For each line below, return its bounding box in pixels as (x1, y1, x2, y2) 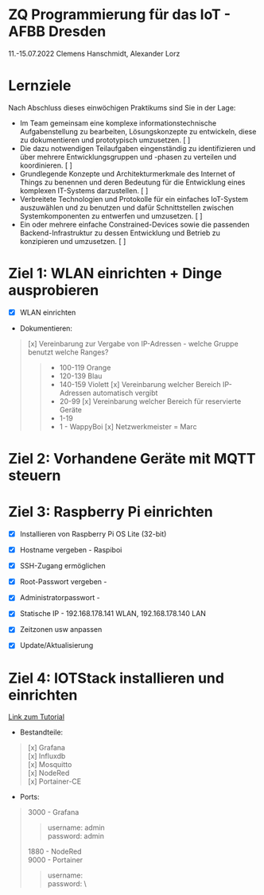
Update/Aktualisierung (19, 641, 94, 650)
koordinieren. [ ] (19, 161, 73, 170)
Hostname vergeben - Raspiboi (19, 545, 122, 555)
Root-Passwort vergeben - (19, 577, 107, 587)
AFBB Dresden (8, 22, 107, 41)
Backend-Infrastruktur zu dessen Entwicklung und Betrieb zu (19, 228, 220, 238)
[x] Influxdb (27, 751, 66, 761)
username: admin (47, 823, 105, 832)
